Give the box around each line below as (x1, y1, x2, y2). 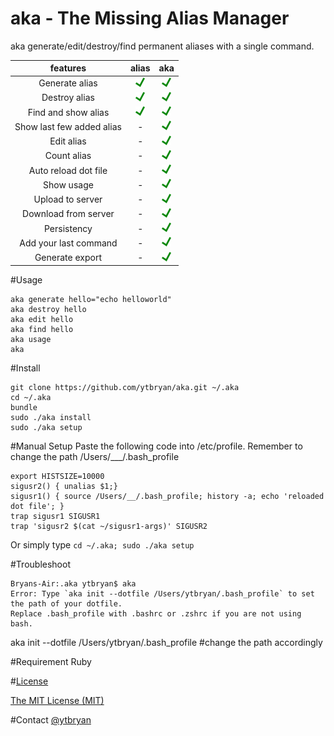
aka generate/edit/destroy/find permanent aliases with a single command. (10, 40, 315, 52)
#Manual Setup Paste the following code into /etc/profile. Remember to (10, 440, 303, 452)
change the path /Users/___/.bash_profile (10, 451, 180, 463)
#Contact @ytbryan (10, 714, 92, 726)
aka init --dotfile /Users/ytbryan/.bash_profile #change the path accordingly (10, 637, 323, 649)
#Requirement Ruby (10, 656, 92, 668)
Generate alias (38, 77, 98, 89)
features (49, 62, 87, 74)
